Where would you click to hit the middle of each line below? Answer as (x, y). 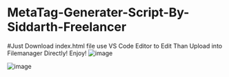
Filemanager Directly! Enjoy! (47, 53)
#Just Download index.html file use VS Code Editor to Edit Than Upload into (115, 46)
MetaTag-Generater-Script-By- (98, 13)
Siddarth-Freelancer (67, 27)
